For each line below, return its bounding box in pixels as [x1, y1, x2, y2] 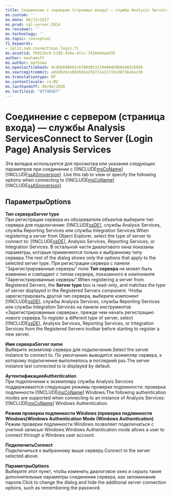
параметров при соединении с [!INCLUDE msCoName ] [5, 166, 123, 172]
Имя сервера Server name [5, 341, 63, 347]
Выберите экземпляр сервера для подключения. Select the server [5, 346, 149, 353]
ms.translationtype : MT [5, 75, 56, 80]
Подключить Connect [5, 442, 53, 448]
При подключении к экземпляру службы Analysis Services [5, 378, 134, 384]
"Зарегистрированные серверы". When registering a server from [5, 277, 144, 283]
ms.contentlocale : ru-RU [5, 79, 58, 84]
